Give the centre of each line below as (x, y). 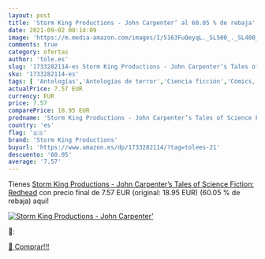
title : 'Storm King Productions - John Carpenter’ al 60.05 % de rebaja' (132, 23)
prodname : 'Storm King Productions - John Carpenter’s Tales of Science (130, 118)
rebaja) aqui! (29, 201)
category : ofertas (38, 52)
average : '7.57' (35, 162)
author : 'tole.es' (38, 60)
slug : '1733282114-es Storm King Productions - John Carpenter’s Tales (128, 67)
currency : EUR (32, 96)
